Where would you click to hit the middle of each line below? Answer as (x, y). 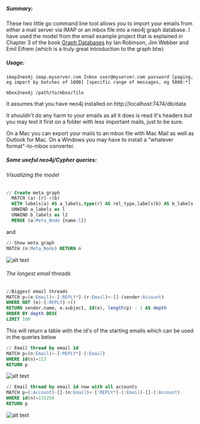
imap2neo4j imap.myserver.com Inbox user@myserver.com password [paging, (100, 77)
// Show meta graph (30, 243)
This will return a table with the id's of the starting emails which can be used (100, 330)
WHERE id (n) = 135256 (30, 398)
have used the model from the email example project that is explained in (95, 36)
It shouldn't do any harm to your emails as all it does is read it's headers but (99, 115)
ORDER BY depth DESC (32, 314)
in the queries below (31, 337)
